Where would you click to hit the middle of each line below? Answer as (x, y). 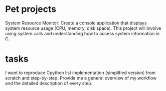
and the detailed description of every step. (49, 83)
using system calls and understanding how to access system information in (82, 33)
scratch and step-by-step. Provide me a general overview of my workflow (81, 78)
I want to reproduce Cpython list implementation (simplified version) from (81, 73)
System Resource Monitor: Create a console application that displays (76, 23)
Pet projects (31, 9)
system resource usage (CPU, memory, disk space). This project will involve (83, 28)
